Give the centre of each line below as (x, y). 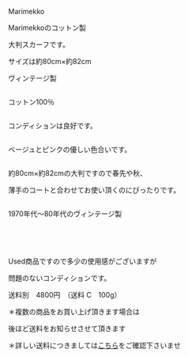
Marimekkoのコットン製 (47, 28)
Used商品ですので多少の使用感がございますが (83, 261)
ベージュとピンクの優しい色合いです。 (70, 149)
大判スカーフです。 (39, 44)
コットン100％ (32, 102)
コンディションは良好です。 (53, 125)
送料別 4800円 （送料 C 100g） (65, 295)
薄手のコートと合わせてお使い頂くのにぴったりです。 (94, 190)
